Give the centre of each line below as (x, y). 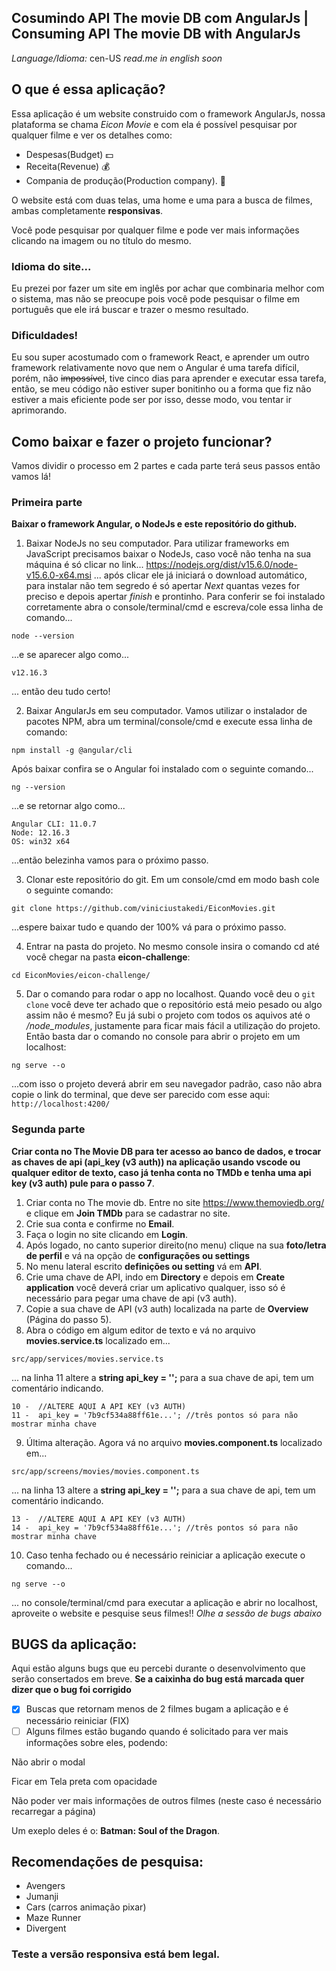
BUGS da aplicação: (74, 1644)
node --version (43, 636)
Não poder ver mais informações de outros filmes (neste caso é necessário (166, 1800)
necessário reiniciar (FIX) (77, 1720)
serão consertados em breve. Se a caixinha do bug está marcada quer (158, 1679)
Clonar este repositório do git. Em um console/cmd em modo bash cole (172, 880)
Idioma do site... (51, 266)
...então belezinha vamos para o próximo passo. (110, 860)
